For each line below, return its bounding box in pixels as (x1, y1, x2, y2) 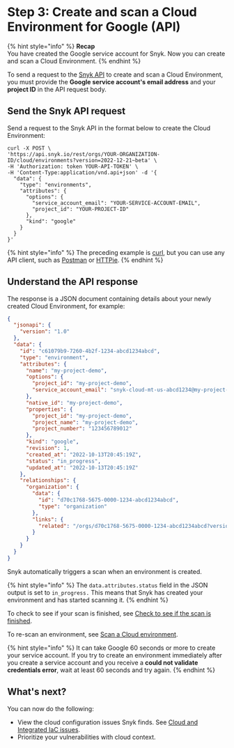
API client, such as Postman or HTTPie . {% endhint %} (7, 256, 164, 264)
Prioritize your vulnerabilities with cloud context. (17, 733, 156, 741)
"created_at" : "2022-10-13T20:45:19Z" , (25, 451, 141, 458)
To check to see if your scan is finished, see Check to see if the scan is (7, 609, 211, 617)
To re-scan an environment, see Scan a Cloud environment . (7, 630, 178, 638)
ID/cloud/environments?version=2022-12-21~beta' (7, 157, 151, 164)
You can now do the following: (7, 704, 94, 712)
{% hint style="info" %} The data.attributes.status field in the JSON (7, 581, 208, 589)
